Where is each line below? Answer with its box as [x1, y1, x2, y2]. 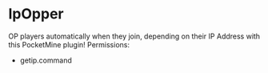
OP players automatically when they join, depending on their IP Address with [8, 31, 261, 41]
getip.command [19, 55, 72, 65]
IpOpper [8, 5, 64, 23]
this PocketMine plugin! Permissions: [8, 39, 130, 49]
